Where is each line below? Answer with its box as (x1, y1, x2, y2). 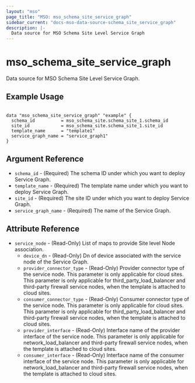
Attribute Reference (6, 224, 80, 234)
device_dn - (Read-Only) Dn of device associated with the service (23, 252, 181, 259)
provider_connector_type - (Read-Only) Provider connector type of (23, 264, 185, 271)
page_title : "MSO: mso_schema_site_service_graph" (6, 14, 132, 20)
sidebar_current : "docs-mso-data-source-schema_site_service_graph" (6, 19, 176, 25)
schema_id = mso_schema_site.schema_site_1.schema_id (11, 118, 168, 124)
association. (14, 245, 44, 252)
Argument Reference (6, 154, 84, 164)
